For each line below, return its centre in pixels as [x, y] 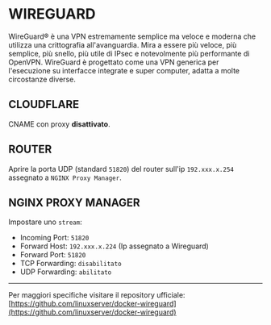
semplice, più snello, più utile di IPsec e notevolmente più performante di [129, 53]
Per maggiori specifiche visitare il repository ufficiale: [97, 295]
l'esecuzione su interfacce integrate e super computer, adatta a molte [124, 70]
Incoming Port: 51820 [54, 238]
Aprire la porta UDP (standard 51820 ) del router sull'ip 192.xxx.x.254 [121, 169]
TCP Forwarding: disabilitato [71, 264]
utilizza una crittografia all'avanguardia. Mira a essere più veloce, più [123, 44]
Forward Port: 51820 [53, 255]
